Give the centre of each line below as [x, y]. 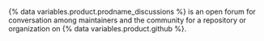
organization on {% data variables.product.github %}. [98, 29]
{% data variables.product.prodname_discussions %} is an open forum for [132, 12]
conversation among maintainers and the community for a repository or [128, 20]
